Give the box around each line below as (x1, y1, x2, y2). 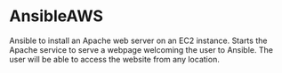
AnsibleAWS (9, 6, 104, 26)
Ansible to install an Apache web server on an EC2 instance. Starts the (9, 35, 268, 46)
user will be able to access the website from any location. (9, 54, 220, 64)
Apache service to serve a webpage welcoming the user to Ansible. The (9, 44, 274, 55)
